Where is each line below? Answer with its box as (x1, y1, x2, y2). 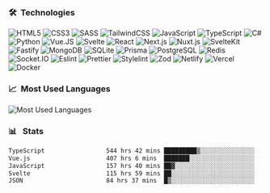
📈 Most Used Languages (8, 83, 111, 94)
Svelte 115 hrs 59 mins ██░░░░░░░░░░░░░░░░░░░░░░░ (8, 169, 255, 178)
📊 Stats (8, 125, 44, 136)
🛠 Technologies (8, 6, 75, 18)
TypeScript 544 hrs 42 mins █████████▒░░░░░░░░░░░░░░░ (8, 146, 255, 155)
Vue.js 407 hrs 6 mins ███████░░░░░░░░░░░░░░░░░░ (8, 154, 255, 162)
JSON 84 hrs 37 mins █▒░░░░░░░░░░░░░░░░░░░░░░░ (8, 177, 255, 185)
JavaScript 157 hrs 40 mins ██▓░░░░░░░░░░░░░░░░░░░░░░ (8, 162, 255, 170)
